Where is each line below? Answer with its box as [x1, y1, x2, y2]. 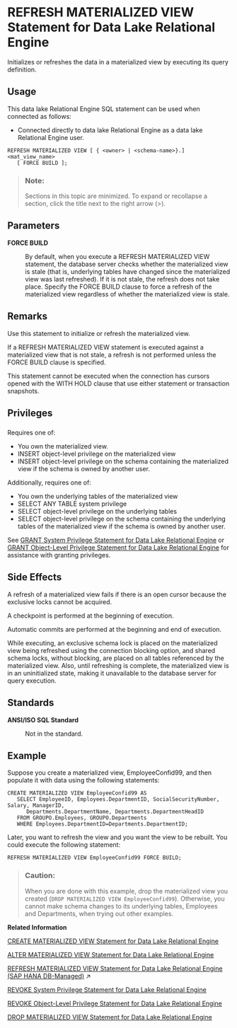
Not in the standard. [25, 729, 83, 738]
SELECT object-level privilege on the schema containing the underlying [17, 514, 226, 523]
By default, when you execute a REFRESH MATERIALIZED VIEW [25, 252, 210, 260]
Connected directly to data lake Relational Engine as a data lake [17, 125, 203, 134]
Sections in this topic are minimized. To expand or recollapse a [24, 192, 207, 200]
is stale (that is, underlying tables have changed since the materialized [25, 267, 231, 276]
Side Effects [7, 571, 62, 584]
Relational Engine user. [17, 133, 85, 142]
